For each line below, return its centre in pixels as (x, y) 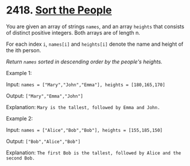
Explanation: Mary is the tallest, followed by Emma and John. (83, 107)
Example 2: (20, 118)
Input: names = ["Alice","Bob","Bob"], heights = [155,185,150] (84, 130)
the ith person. (24, 50)
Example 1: (19, 73)
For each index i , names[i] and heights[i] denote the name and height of (95, 44)
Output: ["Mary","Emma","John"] (45, 96)
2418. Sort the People (59, 10)
